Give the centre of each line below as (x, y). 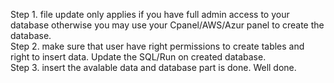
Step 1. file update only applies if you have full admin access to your (150, 14)
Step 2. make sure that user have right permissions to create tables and (157, 46)
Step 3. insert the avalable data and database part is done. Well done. (153, 67)
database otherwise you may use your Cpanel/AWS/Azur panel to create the (167, 25)
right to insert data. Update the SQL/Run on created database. (138, 57)
